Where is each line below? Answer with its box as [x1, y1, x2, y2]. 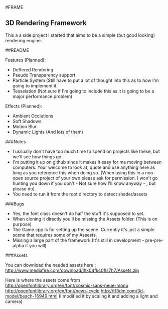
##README [5, 47, 29, 53]
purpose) [12, 221, 32, 227]
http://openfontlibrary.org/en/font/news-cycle [5, 287, 100, 293]
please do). [12, 185, 36, 191]
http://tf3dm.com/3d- [100, 287, 145, 293]
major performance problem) [12, 93, 73, 99]
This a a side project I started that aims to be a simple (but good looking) [5, 32, 155, 38]
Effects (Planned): [5, 103, 43, 109]
